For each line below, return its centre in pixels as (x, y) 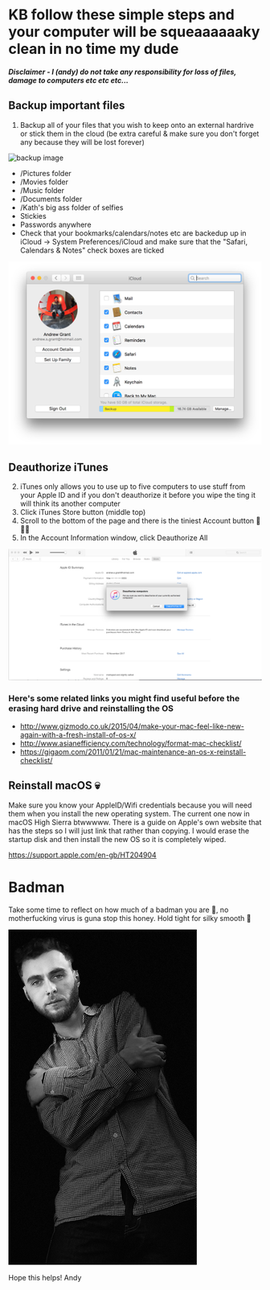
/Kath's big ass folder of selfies (72, 207)
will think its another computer (70, 503)
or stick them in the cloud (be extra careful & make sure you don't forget (139, 134)
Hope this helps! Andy (45, 1277)
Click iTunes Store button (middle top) (83, 512)
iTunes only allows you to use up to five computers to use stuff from (133, 487)
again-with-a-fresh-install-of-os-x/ (78, 734)
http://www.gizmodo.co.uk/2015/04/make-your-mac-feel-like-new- (132, 726)
